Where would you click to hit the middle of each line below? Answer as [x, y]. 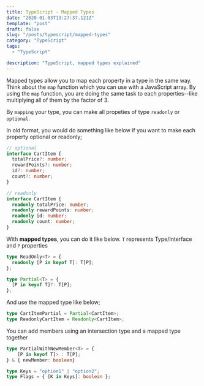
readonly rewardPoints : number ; [53, 210]
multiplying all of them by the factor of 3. [58, 100]
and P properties [27, 245]
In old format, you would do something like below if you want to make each [101, 130]
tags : [13, 47]
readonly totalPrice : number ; [50, 205]
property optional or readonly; [44, 137]
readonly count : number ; [43, 222]
